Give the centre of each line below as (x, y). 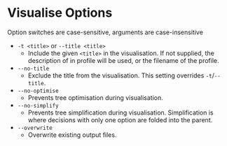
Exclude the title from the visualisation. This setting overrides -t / (121, 75)
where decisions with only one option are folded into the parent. (120, 119)
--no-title (33, 68)
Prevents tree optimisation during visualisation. (95, 97)
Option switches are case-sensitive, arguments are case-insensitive (105, 32)
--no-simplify (38, 105)
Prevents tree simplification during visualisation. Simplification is (121, 112)
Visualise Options (60, 13)
